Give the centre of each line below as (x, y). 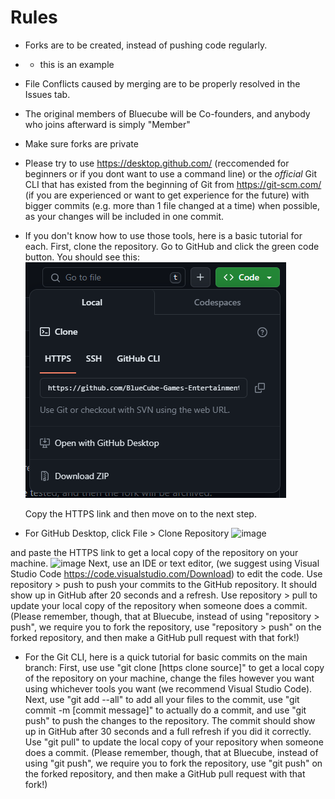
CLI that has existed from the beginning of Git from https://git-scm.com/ (173, 184)
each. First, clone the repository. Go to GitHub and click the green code (172, 246)
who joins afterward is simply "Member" (107, 124)
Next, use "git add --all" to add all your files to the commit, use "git (162, 699)
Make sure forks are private (81, 143)
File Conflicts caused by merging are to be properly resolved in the (162, 83)
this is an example (77, 64)
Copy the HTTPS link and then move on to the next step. (140, 513)
